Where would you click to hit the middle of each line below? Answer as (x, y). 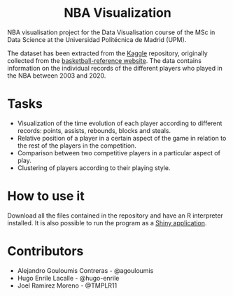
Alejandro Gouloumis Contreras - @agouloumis (85, 270)
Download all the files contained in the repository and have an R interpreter (115, 216)
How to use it (46, 196)
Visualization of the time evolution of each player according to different (120, 123)
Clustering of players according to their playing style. (94, 168)
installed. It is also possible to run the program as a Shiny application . (107, 223)
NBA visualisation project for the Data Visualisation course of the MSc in (111, 32)
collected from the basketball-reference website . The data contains (104, 60)
